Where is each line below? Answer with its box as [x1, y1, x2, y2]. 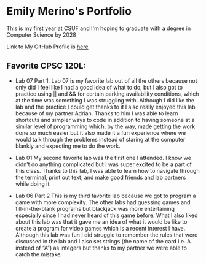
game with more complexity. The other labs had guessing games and [15, 198, 191, 206]
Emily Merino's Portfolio [6, 4, 132, 18]
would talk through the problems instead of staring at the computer [15, 135, 186, 143]
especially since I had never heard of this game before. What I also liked [15, 212, 198, 219]
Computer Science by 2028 [6, 31, 77, 38]
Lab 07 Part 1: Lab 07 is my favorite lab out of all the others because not [15, 77, 197, 84]
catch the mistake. [15, 250, 63, 258]
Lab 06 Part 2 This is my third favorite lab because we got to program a [15, 192, 196, 199]
